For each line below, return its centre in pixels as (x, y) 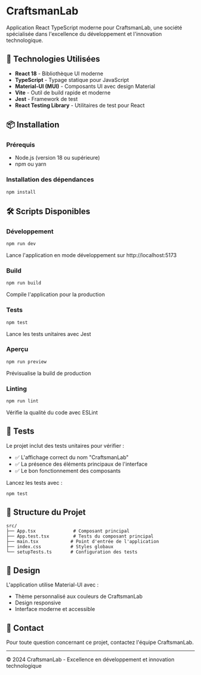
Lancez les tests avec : (34, 482)
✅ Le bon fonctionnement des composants (68, 471)
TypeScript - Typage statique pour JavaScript (72, 80)
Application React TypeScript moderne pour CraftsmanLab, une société (94, 28)
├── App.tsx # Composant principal (68, 531)
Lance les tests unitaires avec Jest (49, 334)
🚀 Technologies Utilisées (53, 59)
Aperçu (17, 349)
